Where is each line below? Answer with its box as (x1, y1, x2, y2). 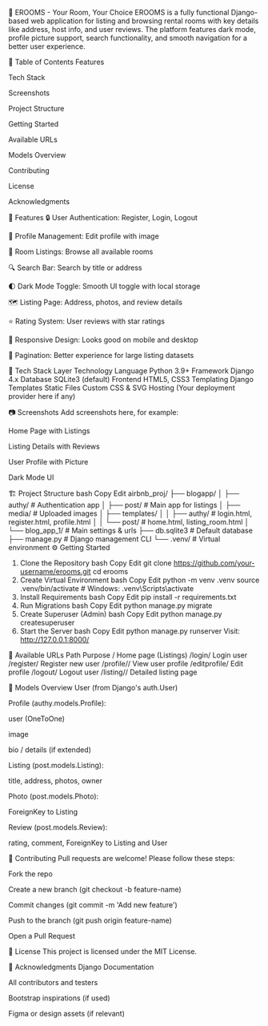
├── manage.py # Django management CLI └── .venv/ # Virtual (8, 534, 221, 544)
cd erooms (92, 567, 129, 576)
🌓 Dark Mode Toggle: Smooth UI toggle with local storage (8, 281, 201, 291)
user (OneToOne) (8, 714, 66, 723)
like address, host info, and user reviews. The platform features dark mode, (8, 25, 256, 34)
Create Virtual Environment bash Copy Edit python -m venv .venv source (19, 575, 260, 585)
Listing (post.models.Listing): (8, 761, 104, 770)
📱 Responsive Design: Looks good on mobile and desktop (8, 335, 198, 344)
